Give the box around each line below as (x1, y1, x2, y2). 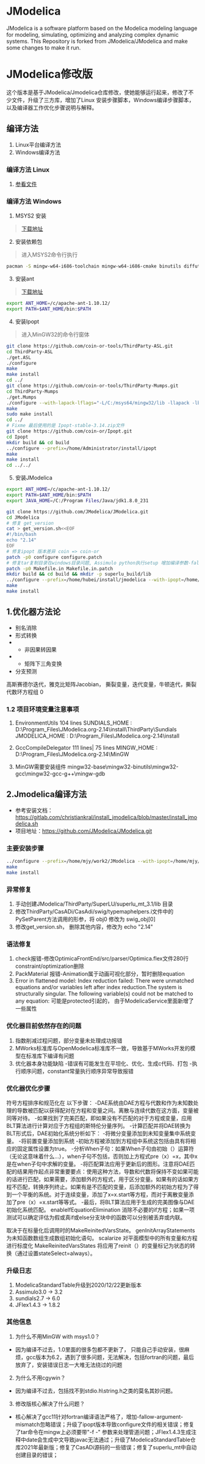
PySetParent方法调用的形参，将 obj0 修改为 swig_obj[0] (15, 915, 156, 923)
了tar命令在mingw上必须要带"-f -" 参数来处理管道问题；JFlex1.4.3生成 (15, 1428, 192, 1435)
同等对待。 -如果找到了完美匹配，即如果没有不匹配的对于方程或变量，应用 (6, 1114, 192, 1122)
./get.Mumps (6, 394, 37, 400)
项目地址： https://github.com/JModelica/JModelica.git (15, 827, 153, 835)
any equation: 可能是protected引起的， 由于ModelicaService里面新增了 (15, 997, 194, 1005)
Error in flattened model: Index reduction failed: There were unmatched (15, 977, 194, 984)
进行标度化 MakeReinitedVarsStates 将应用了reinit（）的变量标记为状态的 (6, 1242, 190, 1249)
